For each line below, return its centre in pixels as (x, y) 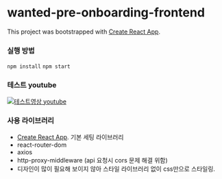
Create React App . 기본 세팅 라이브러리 (70, 137)
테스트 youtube (32, 85)
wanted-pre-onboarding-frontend (106, 13)
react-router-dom (42, 145)
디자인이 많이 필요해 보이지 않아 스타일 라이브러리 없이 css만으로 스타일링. (116, 169)
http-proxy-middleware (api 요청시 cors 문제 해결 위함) (92, 160)
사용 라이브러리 (31, 121)
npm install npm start (39, 67)
